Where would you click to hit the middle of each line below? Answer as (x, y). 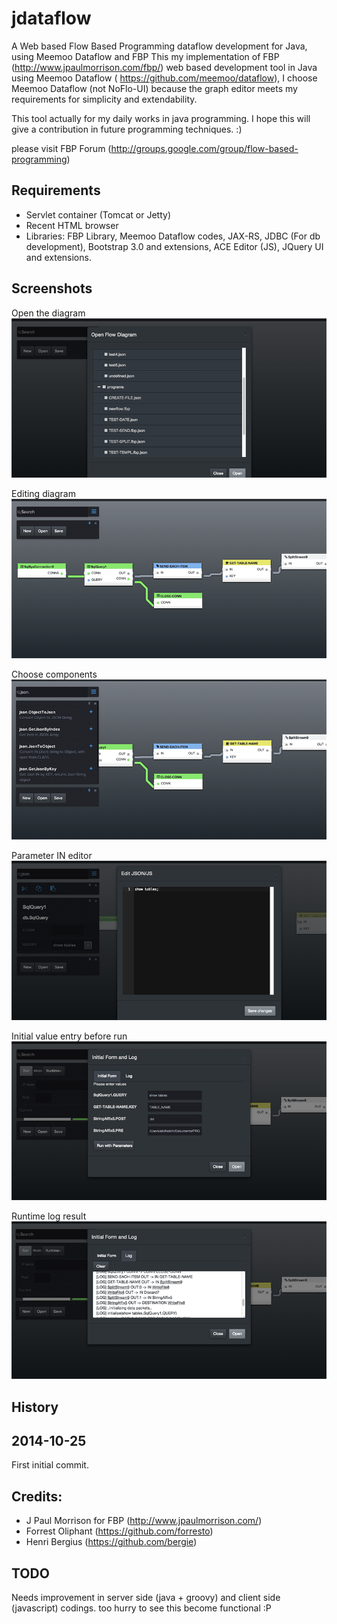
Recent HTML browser (72, 225)
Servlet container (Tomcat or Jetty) (98, 214)
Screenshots (52, 288)
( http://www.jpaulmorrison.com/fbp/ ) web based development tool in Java (164, 67)
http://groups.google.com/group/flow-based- (204, 148)
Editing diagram (43, 494)
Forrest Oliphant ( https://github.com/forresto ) (119, 1531)
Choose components (54, 674)
